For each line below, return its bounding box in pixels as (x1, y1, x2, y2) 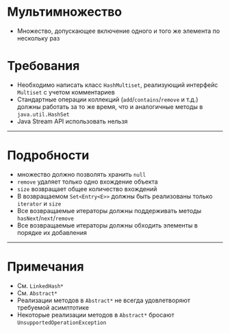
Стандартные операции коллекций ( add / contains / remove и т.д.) (16, 95, 199, 103)
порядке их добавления (16, 228, 87, 236)
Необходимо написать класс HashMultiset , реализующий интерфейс (16, 80, 218, 89)
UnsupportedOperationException (16, 319, 107, 326)
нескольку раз (16, 34, 60, 42)
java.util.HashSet (16, 111, 70, 118)
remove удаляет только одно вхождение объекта (16, 177, 159, 186)
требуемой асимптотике (16, 303, 90, 312)
